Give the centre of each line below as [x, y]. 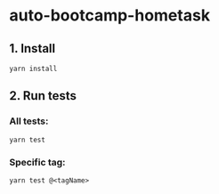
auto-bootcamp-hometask [110, 16]
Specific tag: [37, 162]
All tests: [29, 121]
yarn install [33, 69]
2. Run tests [43, 96]
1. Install [32, 48]
